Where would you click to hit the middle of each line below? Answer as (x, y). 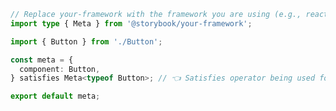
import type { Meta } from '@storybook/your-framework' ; (131, 23)
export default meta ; (55, 96)
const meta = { (42, 60)
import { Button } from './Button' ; (86, 41)
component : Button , (60, 69)
